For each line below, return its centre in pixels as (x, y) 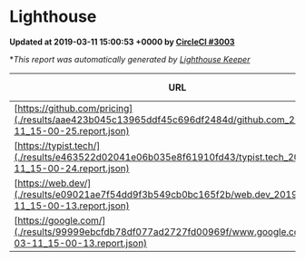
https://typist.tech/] (59, 145)
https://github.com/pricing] (75, 108)
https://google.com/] (62, 220)
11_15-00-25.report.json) (72, 130)
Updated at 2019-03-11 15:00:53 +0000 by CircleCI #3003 (122, 42)
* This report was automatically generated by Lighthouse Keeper (130, 59)
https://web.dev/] (54, 183)
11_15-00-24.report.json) (72, 168)
